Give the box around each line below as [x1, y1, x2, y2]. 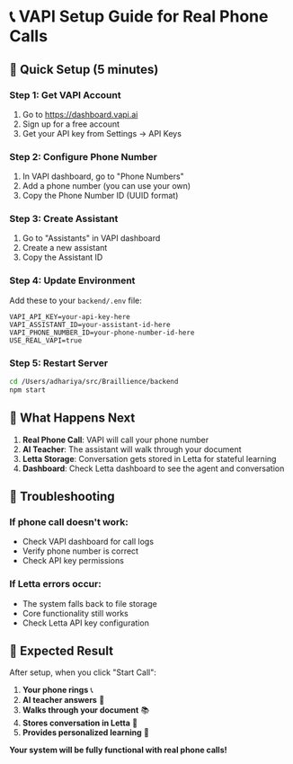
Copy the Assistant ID [22, 252, 103, 262]
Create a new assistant [22, 243, 108, 253]
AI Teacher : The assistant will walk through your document [22, 443, 242, 455]
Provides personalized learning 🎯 [22, 727, 150, 738]
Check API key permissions [22, 555, 124, 566]
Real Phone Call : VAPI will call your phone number [22, 434, 209, 445]
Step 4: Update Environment [9, 274, 136, 287]
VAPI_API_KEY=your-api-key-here [9, 312, 130, 321]
